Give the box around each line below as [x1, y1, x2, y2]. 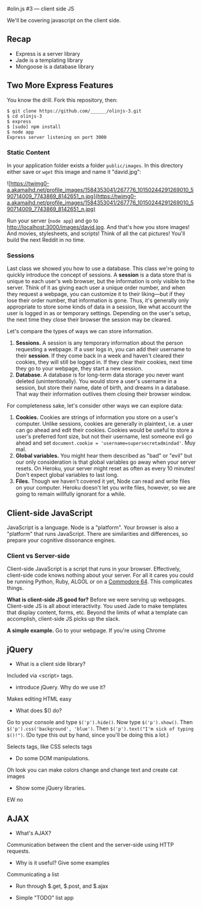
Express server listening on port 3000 [7, 134, 107, 140]
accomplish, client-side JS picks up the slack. [7, 615, 120, 623]
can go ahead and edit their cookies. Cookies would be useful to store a [15, 426, 194, 434]
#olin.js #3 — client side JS [7, 5, 75, 12]
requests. [7, 847, 31, 855]
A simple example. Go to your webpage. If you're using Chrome [7, 627, 166, 634]
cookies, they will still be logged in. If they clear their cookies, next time [15, 358, 193, 366]
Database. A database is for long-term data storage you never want [15, 371, 184, 378]
